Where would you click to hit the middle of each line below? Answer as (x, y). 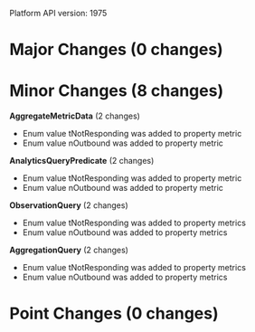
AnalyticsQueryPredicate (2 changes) (82, 161)
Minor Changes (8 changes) (117, 91)
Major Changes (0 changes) (116, 50)
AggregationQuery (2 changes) (69, 250)
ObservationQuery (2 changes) (69, 205)
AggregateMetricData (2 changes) (75, 116)
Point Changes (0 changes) (114, 313)
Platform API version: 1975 (58, 13)
